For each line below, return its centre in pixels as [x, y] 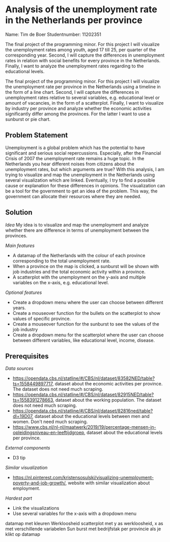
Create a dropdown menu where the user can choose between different [88, 302]
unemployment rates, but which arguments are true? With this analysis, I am [85, 169]
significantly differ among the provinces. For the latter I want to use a [78, 114]
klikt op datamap [23, 534]
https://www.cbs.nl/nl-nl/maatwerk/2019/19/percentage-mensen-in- [84, 427]
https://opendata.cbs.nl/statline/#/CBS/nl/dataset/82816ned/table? [83, 411]
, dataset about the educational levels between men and [91, 416]
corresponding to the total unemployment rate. [62, 261]
